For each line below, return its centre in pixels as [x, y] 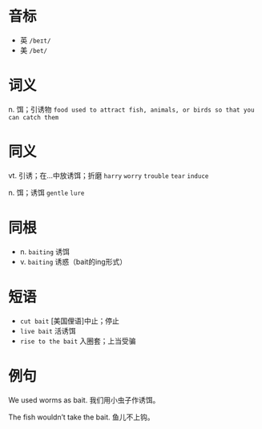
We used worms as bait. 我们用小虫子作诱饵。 [84, 400]
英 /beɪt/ [35, 40]
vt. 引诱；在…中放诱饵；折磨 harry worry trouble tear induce [109, 175]
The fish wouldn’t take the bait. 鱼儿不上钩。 [81, 417]
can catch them [34, 117]
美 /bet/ [34, 50]
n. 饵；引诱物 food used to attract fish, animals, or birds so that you [131, 109]
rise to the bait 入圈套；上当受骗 [78, 341]
